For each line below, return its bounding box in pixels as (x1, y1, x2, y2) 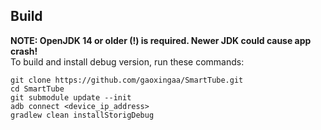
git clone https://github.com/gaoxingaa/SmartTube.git (10, 75, 244, 85)
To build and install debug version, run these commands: (10, 55, 245, 68)
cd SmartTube (10, 84, 65, 94)
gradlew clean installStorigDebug (10, 110, 155, 120)
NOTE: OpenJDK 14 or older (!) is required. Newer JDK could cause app (10, 34, 312, 46)
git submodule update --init (10, 92, 132, 103)
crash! (10, 45, 38, 57)
